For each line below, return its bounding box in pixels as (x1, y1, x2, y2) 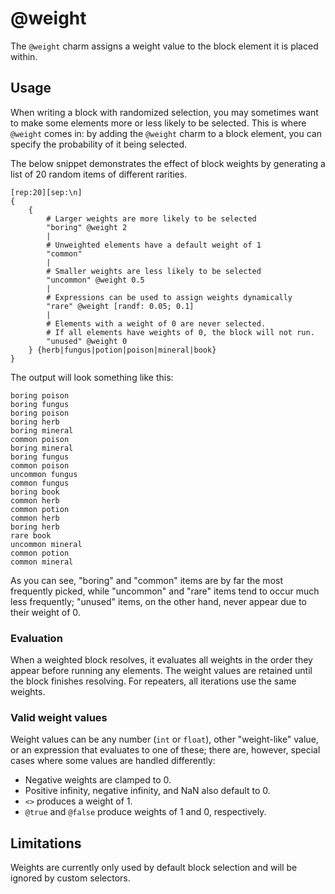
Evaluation (10, 631, 63, 645)
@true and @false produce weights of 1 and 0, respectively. (24, 806, 267, 818)
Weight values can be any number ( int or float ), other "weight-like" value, (10, 733, 319, 746)
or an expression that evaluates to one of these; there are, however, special (10, 744, 321, 756)
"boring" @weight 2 (46, 222, 128, 232)
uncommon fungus (10, 469, 78, 479)
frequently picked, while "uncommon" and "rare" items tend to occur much (10, 585, 320, 597)
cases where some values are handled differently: (10, 755, 216, 767)
